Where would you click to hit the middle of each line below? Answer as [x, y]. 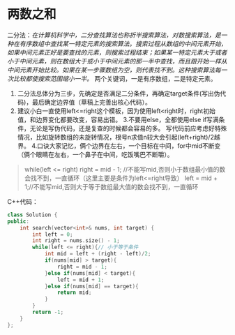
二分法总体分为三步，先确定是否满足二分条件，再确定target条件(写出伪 [119, 93]
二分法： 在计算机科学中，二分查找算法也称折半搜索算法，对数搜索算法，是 [114, 35]
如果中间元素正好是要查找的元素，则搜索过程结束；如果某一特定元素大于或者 [117, 52]
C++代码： [23, 201]
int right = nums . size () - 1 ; [76, 241]
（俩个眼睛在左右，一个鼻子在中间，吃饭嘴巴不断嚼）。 [95, 154]
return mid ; [74, 293]
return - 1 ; [48, 312]
